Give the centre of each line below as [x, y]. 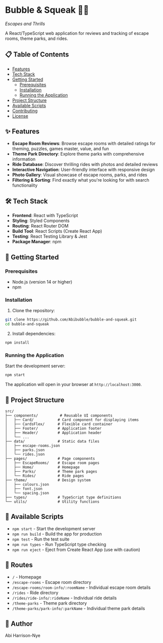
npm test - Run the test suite [41, 539]
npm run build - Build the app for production [57, 534]
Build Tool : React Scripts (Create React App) [57, 231]
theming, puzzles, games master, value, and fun [60, 148]
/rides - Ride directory [35, 592]
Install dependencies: [34, 334]
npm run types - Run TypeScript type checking [59, 544]
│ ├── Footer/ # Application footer [53, 428]
